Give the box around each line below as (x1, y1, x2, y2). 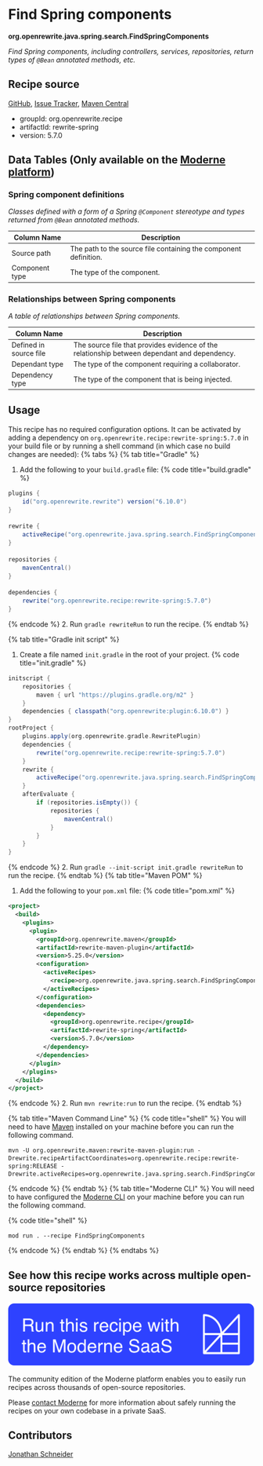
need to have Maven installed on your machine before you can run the (8, 1122, 235, 1131)
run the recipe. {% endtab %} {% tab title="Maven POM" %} (8, 871, 203, 880)
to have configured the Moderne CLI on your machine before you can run (8, 1192, 245, 1202)
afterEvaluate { (22, 791, 76, 799)
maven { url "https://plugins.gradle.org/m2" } (36, 691, 194, 699)
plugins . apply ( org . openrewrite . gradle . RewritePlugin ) (22, 733, 201, 740)
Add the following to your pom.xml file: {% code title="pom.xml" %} (19, 886, 235, 896)
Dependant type (11, 360, 64, 369)
